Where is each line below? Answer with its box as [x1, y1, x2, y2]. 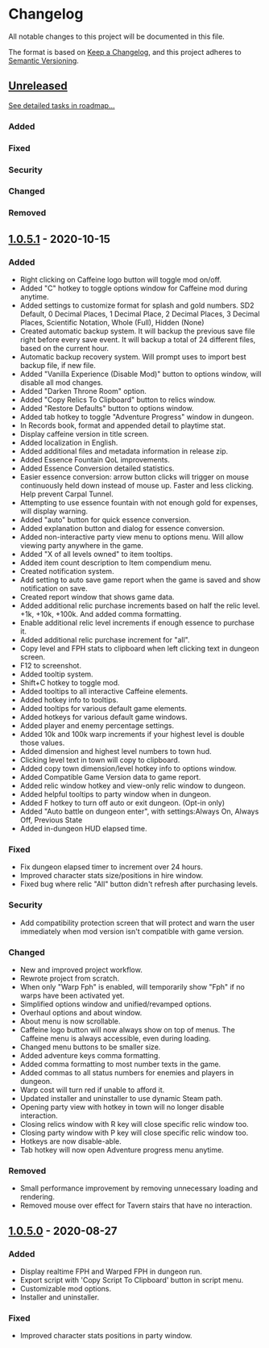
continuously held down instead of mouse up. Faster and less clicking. [19, 481, 254, 491]
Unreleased [8, 79, 68, 93]
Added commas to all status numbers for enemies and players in [19, 1067, 234, 1078]
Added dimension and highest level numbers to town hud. [19, 747, 212, 756]
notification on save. [19, 584, 89, 593]
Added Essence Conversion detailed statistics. [19, 463, 175, 473]
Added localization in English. [19, 437, 118, 448]
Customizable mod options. [19, 1283, 112, 1293]
